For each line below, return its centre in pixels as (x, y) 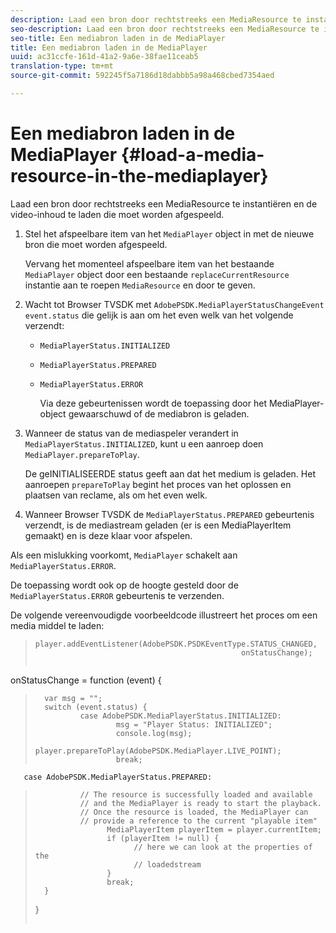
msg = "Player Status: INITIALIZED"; (194, 724)
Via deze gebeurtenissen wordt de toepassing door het (153, 403)
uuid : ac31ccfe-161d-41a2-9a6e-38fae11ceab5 (104, 57)
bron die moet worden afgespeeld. (96, 244)
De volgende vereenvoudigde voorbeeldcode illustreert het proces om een (164, 615)
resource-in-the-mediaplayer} (139, 176)
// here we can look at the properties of (223, 847)
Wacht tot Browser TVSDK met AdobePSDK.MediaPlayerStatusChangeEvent (174, 304)
